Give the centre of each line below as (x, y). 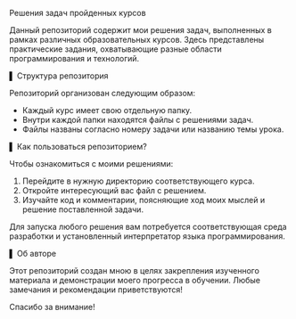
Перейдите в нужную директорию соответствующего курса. (138, 181)
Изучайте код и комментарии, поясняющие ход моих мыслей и (144, 200)
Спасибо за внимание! (52, 307)
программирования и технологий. (74, 58)
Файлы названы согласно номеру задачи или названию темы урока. (153, 129)
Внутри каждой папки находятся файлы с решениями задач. (138, 120)
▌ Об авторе (33, 254)
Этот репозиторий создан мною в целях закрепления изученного (135, 270)
